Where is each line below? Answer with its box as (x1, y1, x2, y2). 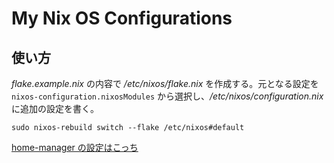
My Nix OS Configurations (11, 7, 233, 30)
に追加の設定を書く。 (11, 103, 99, 114)
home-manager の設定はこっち (11, 142, 139, 153)
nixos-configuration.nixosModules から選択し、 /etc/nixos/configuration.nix (11, 90, 324, 102)
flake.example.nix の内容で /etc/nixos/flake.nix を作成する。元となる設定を (11, 78, 319, 89)
